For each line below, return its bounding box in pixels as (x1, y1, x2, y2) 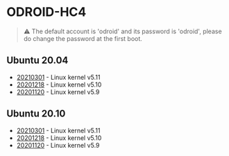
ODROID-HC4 (6, 4, 87, 20)
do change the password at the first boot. (23, 34, 143, 42)
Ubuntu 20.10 (6, 108, 66, 120)
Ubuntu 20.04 (6, 55, 69, 67)
